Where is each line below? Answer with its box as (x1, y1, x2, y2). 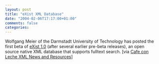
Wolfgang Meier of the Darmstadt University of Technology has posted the (5, 38, 154, 44)
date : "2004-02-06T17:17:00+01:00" (5, 16, 77, 21)
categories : (5, 25, 29, 30)
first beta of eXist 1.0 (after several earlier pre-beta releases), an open (5, 44, 144, 49)
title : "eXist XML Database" (5, 12, 64, 16)
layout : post (5, 7, 32, 12)
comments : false (5, 20, 38, 26)
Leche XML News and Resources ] (5, 54, 73, 60)
